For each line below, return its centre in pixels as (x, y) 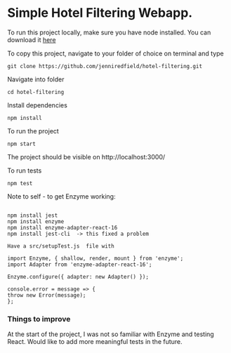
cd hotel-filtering (36, 92)
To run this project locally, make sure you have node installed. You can (109, 32)
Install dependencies (38, 105)
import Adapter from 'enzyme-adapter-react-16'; (80, 265)
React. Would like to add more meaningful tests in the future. (95, 342)
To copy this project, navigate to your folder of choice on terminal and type (115, 53)
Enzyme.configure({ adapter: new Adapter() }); (78, 277)
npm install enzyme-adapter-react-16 (62, 227)
